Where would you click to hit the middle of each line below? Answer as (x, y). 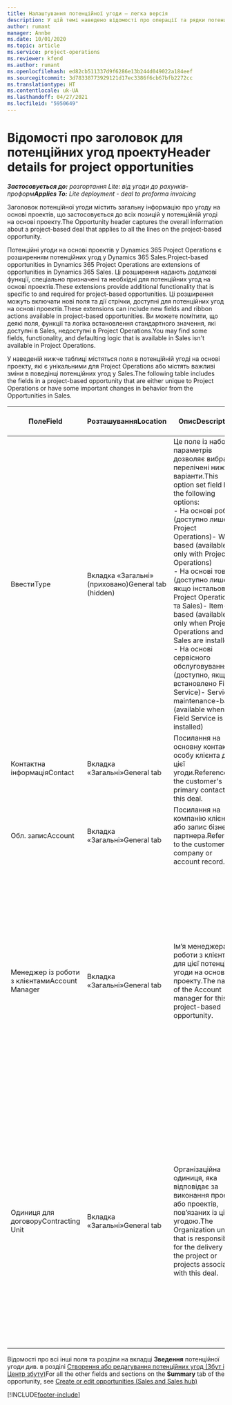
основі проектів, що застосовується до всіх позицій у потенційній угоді (113, 214)
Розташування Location (127, 421)
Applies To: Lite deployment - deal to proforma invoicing (115, 194)
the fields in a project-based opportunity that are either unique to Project (110, 380)
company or (193, 853)
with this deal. (196, 1273)
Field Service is (198, 718)
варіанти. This (196, 476)
